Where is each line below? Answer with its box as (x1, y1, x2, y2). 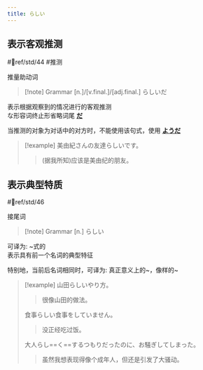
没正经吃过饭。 (41, 326, 85, 334)
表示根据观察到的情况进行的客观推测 (7, 103, 112, 111)
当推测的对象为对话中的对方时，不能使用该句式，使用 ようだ (7, 126, 181, 135)
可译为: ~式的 (7, 242, 46, 251)
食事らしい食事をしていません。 (24, 310, 117, 319)
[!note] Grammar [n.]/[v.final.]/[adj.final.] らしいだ (24, 88, 167, 96)
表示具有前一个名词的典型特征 (7, 251, 93, 260)
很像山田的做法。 (41, 296, 92, 304)
